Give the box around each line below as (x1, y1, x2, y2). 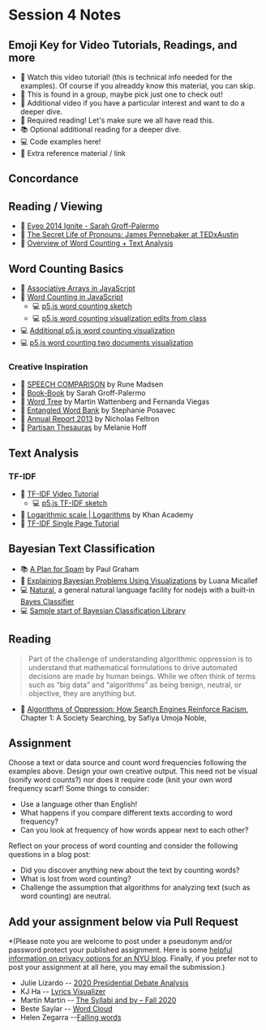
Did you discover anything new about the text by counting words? (19, 865, 240, 875)
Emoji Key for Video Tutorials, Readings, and (8, 38, 238, 52)
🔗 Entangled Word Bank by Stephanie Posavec (19, 405, 176, 415)
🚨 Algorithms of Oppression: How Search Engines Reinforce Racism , (19, 704, 249, 714)
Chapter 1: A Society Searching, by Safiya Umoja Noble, (19, 712, 207, 722)
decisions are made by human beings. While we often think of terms (28, 671, 256, 681)
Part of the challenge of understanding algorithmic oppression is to (28, 654, 253, 664)
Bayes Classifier (19, 596, 75, 606)
